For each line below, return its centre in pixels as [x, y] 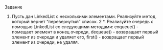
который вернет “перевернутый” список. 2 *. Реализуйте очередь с [82, 22]
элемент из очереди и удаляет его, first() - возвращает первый [78, 37]
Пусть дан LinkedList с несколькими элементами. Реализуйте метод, [84, 16]
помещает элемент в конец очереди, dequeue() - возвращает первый [85, 32]
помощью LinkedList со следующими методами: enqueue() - [75, 27]
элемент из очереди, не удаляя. [45, 42]
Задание [13, 7]
